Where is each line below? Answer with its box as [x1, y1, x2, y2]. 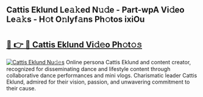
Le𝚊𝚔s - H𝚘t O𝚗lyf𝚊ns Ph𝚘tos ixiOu [6, 15, 145, 25]
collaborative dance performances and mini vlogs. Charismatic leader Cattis [6, 72, 198, 79]
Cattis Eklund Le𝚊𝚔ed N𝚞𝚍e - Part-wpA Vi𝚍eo [6, 5, 185, 15]
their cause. [6, 85, 37, 92]
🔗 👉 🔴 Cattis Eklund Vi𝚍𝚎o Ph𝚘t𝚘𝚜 [6, 39, 143, 50]
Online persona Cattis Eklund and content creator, [66, 59, 191, 65]
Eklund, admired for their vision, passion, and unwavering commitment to [6, 78, 190, 85]
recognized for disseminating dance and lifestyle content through [6, 65, 171, 72]
